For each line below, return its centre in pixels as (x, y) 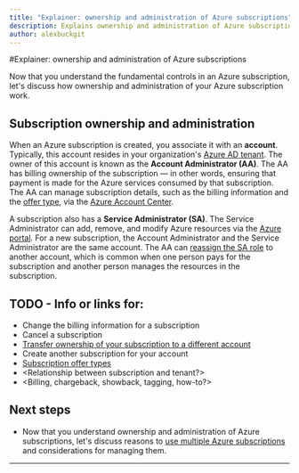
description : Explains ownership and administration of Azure (127, 26)
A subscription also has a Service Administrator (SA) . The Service (132, 219)
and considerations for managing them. (94, 450)
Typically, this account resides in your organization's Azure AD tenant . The (146, 155)
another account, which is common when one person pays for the (130, 257)
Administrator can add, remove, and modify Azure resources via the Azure (145, 229)
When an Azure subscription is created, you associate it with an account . (144, 145)
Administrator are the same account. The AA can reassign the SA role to (141, 248)
